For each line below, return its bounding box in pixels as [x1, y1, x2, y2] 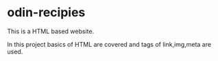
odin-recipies [7, 5, 86, 20]
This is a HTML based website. [7, 27, 95, 35]
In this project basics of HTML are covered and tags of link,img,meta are [7, 40, 211, 48]
